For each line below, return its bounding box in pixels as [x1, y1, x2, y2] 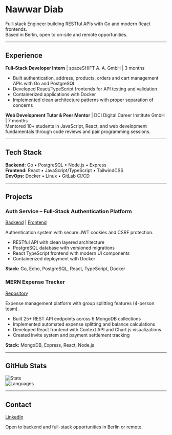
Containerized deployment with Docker [12, 256, 96, 262]
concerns [12, 102, 33, 108]
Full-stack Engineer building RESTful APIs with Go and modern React [5, 21, 151, 27]
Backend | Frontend [5, 219, 47, 225]
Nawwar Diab [5, 4, 64, 15]
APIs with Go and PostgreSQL [12, 80, 76, 86]
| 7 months [5, 117, 28, 124]
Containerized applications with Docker [12, 91, 96, 97]
